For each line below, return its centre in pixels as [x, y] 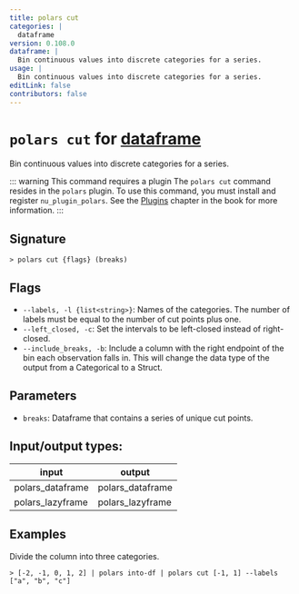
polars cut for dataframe [105, 139]
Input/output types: [66, 446]
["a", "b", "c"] [40, 581]
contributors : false [49, 94]
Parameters [43, 396]
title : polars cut [44, 18]
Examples [38, 535]
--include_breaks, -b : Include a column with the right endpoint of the [153, 348]
